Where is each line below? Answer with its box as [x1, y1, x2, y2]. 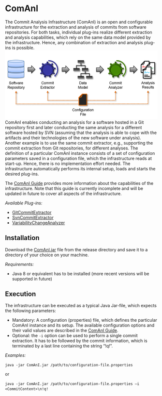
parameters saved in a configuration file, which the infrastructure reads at [5, 155, 152, 161]
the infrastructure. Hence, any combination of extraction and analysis [5, 39, 144, 45]
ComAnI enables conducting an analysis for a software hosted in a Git [5, 119, 144, 125]
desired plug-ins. [5, 171, 39, 177]
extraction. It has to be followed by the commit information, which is [12, 338, 147, 344]
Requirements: [5, 261, 34, 267]
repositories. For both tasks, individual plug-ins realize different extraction [5, 29, 152, 35]
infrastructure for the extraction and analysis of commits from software [5, 24, 147, 30]
